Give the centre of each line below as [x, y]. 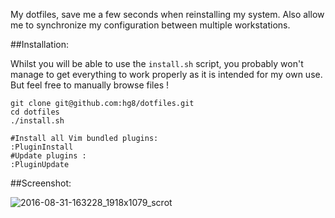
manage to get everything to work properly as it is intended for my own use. [166, 74]
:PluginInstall [42, 147]
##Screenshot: [41, 183]
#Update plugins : [48, 156]
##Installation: [39, 44]
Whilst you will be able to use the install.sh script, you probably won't [157, 63]
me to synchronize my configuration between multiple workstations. [150, 25]
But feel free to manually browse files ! [90, 85]
